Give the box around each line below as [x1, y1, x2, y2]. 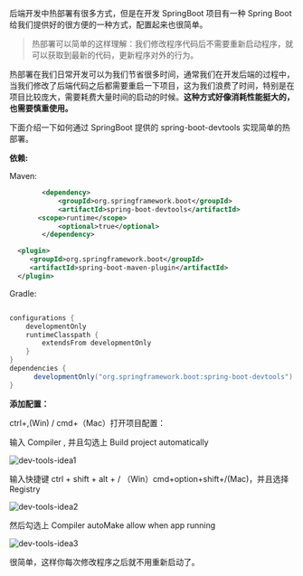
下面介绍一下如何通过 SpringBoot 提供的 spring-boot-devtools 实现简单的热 [9, 122, 291, 133]
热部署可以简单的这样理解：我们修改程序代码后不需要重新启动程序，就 [31, 39, 294, 49]
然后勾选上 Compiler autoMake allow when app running [9, 519, 216, 531]
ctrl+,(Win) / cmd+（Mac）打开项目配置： [9, 417, 166, 428]
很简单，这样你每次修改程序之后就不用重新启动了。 [9, 556, 200, 567]
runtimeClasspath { [25, 330, 99, 339]
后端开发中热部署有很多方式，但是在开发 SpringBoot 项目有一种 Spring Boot [9, 8, 292, 18]
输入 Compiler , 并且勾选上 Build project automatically [9, 437, 210, 448]
